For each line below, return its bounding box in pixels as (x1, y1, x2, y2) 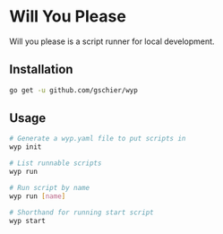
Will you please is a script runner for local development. (9, 36, 215, 47)
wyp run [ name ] (9, 191, 66, 201)
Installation (9, 62, 73, 77)
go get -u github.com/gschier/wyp (9, 85, 139, 95)
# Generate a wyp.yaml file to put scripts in (9, 134, 186, 143)
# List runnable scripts (9, 159, 102, 168)
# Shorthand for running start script (9, 208, 154, 217)
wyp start (9, 216, 47, 225)
